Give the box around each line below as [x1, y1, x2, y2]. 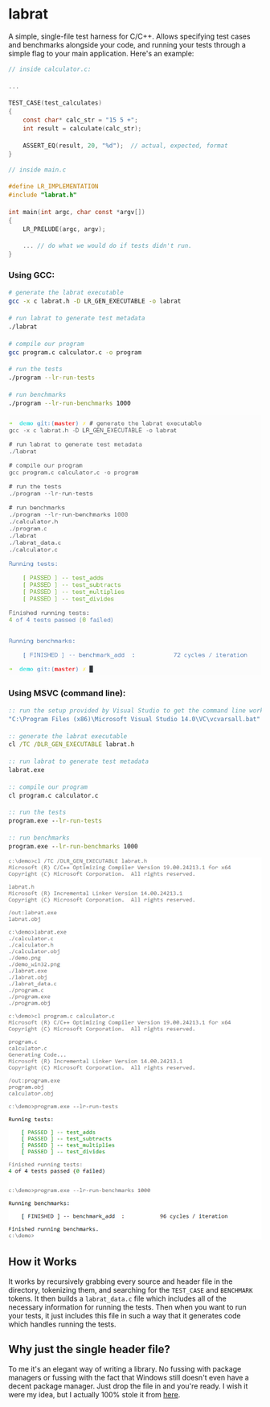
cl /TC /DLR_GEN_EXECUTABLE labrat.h [8, 741, 135, 749]
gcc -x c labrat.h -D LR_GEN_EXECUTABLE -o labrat [8, 297, 182, 306]
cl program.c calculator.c [8, 791, 99, 799]
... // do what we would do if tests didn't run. [22, 242, 193, 250]
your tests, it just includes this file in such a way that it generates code [8, 1310, 241, 1320]
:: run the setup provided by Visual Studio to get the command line [8, 706, 247, 715]
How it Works [8, 1255, 77, 1269]
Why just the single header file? [8, 1343, 171, 1356]
